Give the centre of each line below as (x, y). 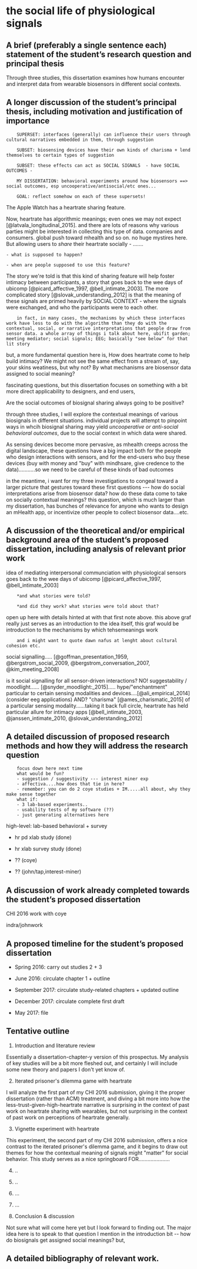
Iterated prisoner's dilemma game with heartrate (73, 1081)
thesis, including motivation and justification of (95, 112)
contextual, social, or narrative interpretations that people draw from (98, 328)
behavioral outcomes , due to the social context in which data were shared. (96, 433)
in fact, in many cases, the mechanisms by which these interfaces (101, 318)
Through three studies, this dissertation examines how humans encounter (95, 78)
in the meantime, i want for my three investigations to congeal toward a (92, 481)
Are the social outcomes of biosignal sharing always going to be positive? (95, 403)
